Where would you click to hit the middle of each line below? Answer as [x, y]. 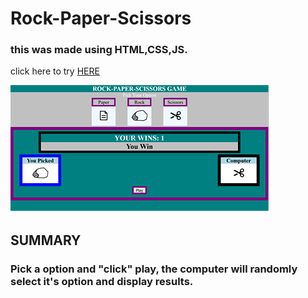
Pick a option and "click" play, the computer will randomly [154, 269]
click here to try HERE [55, 71]
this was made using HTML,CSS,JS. [99, 50]
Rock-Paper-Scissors [101, 18]
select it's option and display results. [102, 281]
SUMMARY [46, 240]
